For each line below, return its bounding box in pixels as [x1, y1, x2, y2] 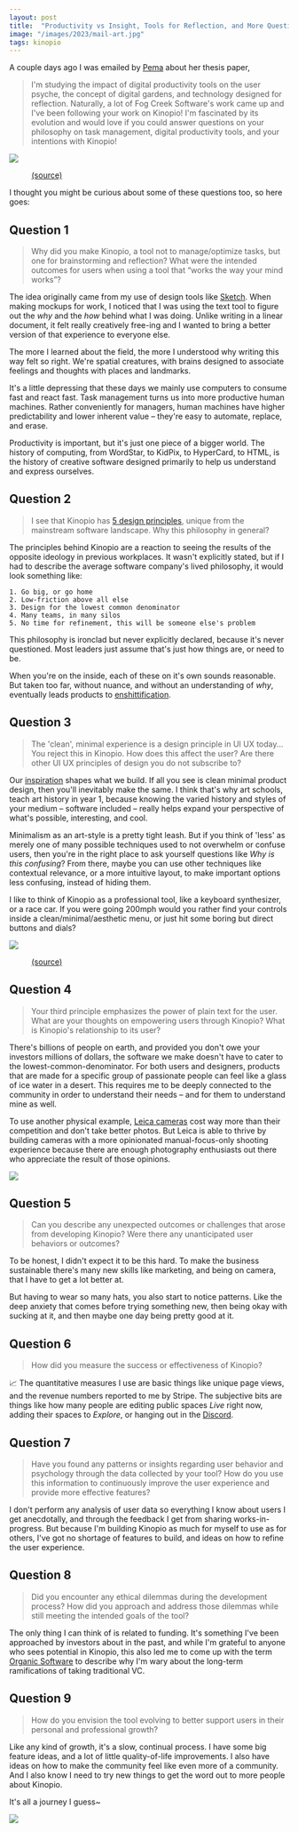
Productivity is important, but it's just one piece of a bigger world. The [9, 437, 266, 449]
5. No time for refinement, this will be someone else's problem [9, 619, 255, 628]
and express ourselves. [9, 466, 95, 476]
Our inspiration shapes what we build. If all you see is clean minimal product [9, 774, 287, 785]
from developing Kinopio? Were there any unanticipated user [30, 1228, 254, 1240]
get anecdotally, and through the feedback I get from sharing [9, 1513, 232, 1524]
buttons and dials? [9, 922, 77, 933]
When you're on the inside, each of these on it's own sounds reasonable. [9, 670, 277, 681]
